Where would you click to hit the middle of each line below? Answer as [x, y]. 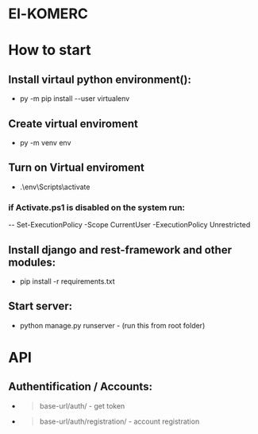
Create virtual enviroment [73, 124]
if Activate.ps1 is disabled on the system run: [96, 207]
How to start [50, 50]
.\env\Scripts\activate [55, 187]
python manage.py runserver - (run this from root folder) [112, 325]
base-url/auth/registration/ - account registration [119, 421]
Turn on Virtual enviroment [77, 168]
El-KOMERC [48, 14]
